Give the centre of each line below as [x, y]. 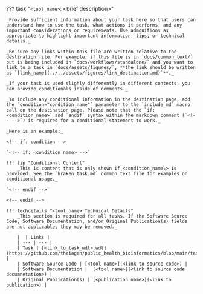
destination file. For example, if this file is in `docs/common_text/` [100, 57]
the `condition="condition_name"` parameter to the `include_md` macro [98, 105]
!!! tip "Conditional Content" [46, 163]
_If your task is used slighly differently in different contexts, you [98, 84]
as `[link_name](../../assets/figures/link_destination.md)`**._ [90, 73]
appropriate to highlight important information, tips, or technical [96, 36]
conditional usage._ [32, 179]
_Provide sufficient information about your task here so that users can [101, 20]
